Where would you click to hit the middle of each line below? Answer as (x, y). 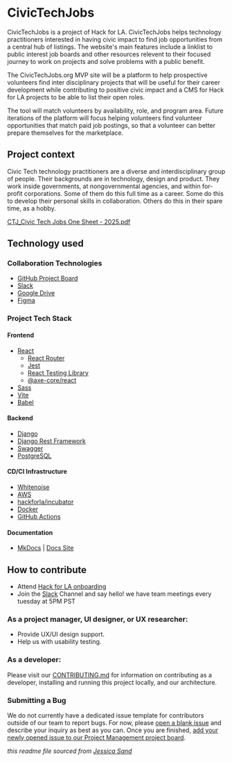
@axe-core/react (52, 380)
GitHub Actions (39, 516)
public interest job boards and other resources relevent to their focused (109, 54)
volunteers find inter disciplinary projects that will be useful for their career (114, 82)
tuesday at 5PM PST (46, 601)
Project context (41, 155)
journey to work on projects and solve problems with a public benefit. (106, 61)
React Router (46, 358)
